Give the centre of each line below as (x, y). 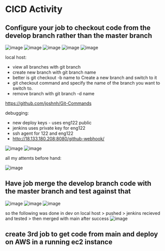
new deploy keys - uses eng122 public (52, 123)
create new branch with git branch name (54, 72)
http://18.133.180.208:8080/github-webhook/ (58, 139)
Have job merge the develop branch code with (78, 184)
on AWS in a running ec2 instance (59, 242)
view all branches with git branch (46, 67)
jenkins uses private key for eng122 (49, 128)
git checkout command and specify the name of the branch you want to (86, 83)
